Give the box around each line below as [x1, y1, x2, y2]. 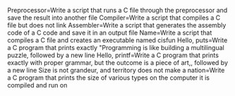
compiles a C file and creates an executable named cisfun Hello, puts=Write [7, 36, 228, 44]
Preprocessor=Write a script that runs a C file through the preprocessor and [7, 6, 228, 14]
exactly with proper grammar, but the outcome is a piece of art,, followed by [7, 59, 228, 66]
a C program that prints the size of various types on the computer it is [7, 73, 210, 82]
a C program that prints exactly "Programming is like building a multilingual [7, 44, 224, 52]
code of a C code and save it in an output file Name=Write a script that [7, 28, 212, 37]
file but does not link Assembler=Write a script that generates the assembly [7, 21, 227, 29]
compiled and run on [7, 81, 68, 89]
